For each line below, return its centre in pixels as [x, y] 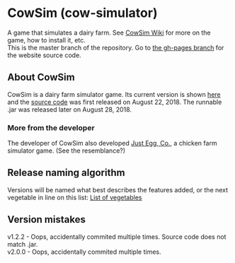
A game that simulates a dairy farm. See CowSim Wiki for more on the [109, 33]
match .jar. [23, 244]
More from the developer [51, 127]
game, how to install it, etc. [47, 40]
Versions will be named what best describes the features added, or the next [118, 189]
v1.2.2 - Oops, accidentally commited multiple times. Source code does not [117, 236]
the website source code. [44, 55]
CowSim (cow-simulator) [82, 13]
